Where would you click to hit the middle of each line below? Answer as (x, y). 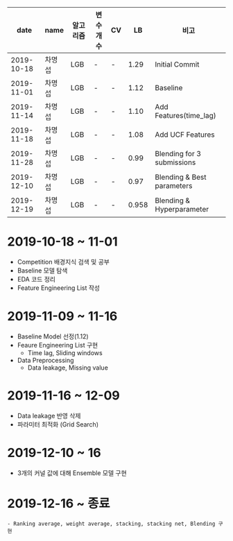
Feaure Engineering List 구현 (58, 345)
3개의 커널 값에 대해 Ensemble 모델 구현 (72, 473)
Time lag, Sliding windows (65, 352)
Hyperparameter (182, 209)
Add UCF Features (185, 135)
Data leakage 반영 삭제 (49, 415)
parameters (174, 186)
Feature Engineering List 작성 (59, 288)
